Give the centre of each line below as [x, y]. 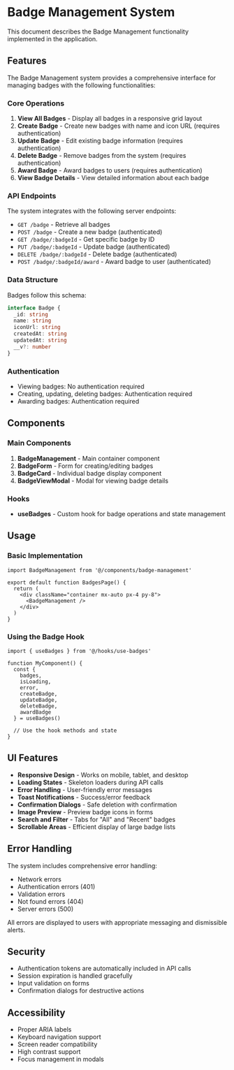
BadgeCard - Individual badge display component [89, 473]
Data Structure [33, 280]
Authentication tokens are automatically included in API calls [104, 969]
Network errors [39, 879]
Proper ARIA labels [44, 1029]
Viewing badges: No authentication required [81, 386]
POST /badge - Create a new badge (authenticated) [90, 232]
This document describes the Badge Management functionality [98, 31]
